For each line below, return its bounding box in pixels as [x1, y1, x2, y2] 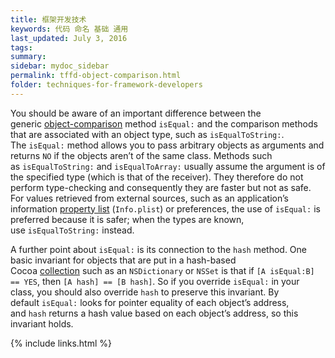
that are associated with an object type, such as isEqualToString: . [10, 128, 285, 140]
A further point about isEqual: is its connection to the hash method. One [10, 243, 308, 255]
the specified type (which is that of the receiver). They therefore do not [10, 171, 304, 183]
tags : [10, 42, 33, 53]
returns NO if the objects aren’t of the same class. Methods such [10, 149, 273, 161]
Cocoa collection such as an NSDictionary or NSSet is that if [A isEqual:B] [10, 264, 315, 276]
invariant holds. [10, 317, 74, 330]
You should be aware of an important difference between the [10, 107, 262, 119]
